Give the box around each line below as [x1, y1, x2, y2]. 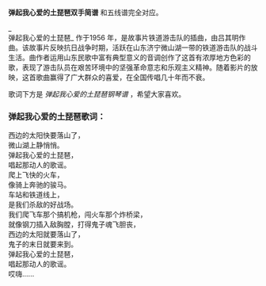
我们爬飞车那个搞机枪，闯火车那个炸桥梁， [8, 210, 147, 219]
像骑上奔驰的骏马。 [8, 180, 71, 189]
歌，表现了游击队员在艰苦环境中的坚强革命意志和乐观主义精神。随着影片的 [8, 63, 251, 72]
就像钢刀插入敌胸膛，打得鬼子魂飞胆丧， [8, 219, 140, 229]
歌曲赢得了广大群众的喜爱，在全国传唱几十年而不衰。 [35, 73, 210, 82]
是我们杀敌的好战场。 [8, 200, 78, 209]
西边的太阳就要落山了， [8, 230, 85, 239]
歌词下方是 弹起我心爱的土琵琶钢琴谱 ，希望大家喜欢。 [8, 90, 186, 98]
